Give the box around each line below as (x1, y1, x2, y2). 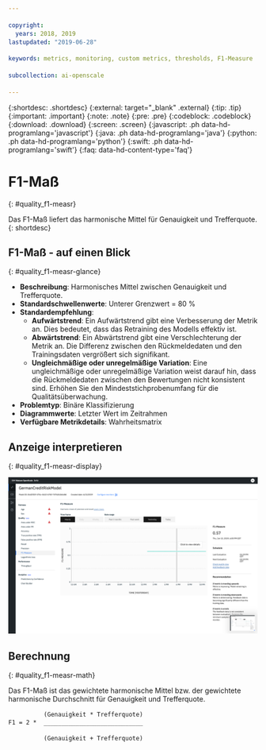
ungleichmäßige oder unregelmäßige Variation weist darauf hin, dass (31, 366, 256, 377)
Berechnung (8, 649, 70, 663)
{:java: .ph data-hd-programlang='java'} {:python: (94, 128, 257, 137)
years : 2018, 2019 (15, 29, 77, 37)
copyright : (8, 21, 44, 29)
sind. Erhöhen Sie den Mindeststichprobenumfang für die (31, 384, 219, 393)
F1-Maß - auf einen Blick (8, 245, 131, 259)
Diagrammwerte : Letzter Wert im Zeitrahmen (19, 409, 168, 419)
